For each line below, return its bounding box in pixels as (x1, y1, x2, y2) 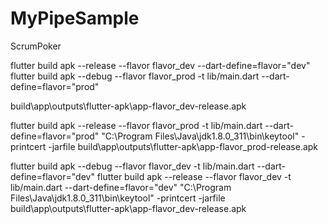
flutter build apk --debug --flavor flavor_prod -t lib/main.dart (10, 70, 260, 82)
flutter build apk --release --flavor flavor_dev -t (96, 170, 292, 182)
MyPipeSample (10, 7, 140, 30)
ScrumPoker (10, 40, 62, 52)
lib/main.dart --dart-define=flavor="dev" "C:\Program (10, 181, 232, 193)
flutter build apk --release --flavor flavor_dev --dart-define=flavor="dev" (10, 59, 311, 71)
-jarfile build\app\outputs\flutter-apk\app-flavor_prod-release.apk (48, 140, 319, 152)
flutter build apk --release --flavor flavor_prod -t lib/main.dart (10, 119, 263, 131)
